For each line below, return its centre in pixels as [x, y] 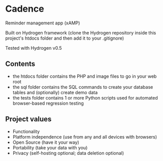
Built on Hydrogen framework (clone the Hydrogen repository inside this [81, 33]
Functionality [26, 131]
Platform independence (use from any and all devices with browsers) [85, 137]
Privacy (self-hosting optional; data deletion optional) [68, 153]
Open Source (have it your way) [46, 142]
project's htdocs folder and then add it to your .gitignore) [65, 38]
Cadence [25, 9]
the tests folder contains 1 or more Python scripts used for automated [85, 98]
